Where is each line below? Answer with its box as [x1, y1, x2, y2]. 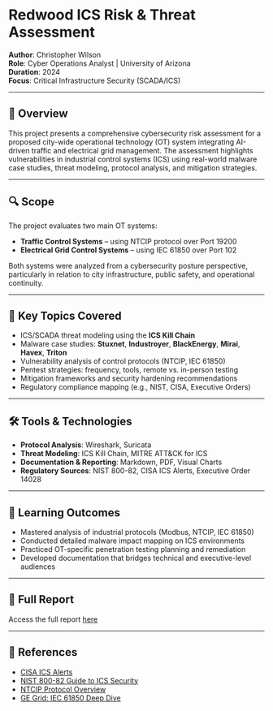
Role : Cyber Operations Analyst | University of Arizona [8, 58, 191, 68]
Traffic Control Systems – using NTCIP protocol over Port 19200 [19, 236, 237, 246]
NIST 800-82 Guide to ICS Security [19, 675, 139, 685]
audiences [19, 562, 55, 571]
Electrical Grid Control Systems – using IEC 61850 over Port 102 [19, 245, 237, 255]
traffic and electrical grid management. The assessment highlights [31, 145, 253, 155]
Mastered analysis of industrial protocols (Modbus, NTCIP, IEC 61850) [19, 528, 254, 536]
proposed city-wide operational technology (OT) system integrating [8, 136, 235, 147]
